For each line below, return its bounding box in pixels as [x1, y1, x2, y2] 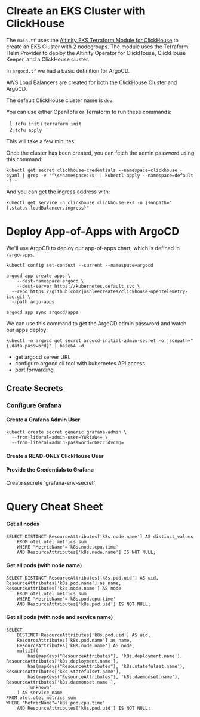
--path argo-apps [11, 299, 55, 305]
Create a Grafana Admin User [6, 416, 81, 423]
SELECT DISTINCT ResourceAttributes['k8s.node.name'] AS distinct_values [6, 533, 194, 540]
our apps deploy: [6, 326, 48, 333]
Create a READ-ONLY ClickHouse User [6, 452, 104, 459]
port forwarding [14, 366, 54, 373]
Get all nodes [6, 520, 40, 527]
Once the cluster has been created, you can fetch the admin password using [6, 149, 195, 156]
